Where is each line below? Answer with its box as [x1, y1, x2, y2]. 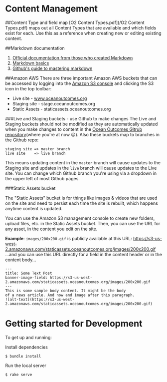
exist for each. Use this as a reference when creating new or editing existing [5, 30, 162, 36]
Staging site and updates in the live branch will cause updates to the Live [5, 165, 157, 171]
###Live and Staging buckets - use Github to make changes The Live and [5, 115, 157, 121]
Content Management [5, 3, 98, 14]
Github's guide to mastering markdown [12, 65, 93, 71]
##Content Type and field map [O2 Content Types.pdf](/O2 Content [5, 19, 145, 25]
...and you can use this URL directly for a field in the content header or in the [5, 251, 162, 257]
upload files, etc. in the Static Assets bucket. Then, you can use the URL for [5, 220, 161, 226]
